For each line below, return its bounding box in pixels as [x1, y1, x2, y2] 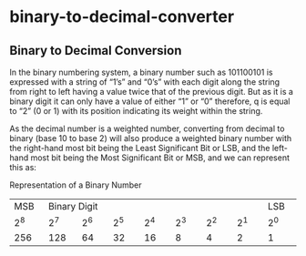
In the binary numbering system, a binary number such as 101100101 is [9, 67, 273, 77]
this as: [9, 162, 36, 172]
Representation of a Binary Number [9, 179, 143, 190]
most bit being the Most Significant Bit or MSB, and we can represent [30, 152, 290, 163]
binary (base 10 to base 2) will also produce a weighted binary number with [9, 133, 292, 143]
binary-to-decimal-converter [9, 6, 235, 27]
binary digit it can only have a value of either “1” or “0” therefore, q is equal [9, 96, 291, 107]
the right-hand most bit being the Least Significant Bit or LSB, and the [9, 143, 270, 153]
